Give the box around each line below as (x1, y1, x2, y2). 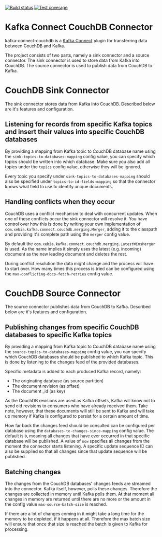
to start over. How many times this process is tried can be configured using (5, 266, 155, 271)
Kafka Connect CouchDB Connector (5, 22, 153, 33)
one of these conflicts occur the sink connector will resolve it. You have (5, 215, 147, 221)
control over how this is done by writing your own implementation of (5, 221, 141, 227)
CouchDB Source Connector (5, 287, 121, 299)
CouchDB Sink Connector (5, 85, 110, 96)
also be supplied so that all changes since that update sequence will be (5, 448, 147, 454)
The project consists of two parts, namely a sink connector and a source (5, 52, 149, 58)
